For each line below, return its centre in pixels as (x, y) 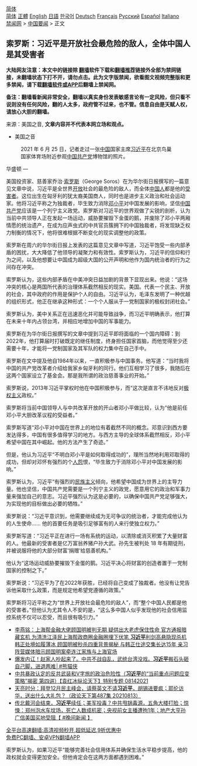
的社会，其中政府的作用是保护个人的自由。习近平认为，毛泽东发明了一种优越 (98, 294)
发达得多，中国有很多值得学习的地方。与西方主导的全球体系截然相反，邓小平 (98, 434)
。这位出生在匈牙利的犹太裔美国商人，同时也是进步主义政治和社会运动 (101, 196)
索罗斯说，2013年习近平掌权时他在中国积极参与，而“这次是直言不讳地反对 (95, 387)
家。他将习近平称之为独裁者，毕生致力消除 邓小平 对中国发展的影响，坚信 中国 (98, 203)
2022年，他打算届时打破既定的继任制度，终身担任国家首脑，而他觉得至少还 (97, 341)
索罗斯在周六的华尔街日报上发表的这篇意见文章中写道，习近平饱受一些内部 (96, 245)
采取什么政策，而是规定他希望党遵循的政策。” (70, 590)
